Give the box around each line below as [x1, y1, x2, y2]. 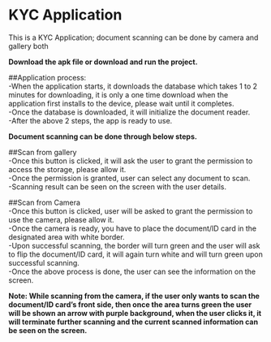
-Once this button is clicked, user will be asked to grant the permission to [8, 206, 253, 216]
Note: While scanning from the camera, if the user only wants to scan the [8, 291, 260, 301]
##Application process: [8, 72, 87, 82]
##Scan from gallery [8, 147, 77, 157]
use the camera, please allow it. [8, 214, 115, 224]
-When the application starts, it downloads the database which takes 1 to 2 [8, 81, 258, 91]
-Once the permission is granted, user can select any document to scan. [8, 173, 251, 183]
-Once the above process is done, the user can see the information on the [8, 266, 256, 276]
